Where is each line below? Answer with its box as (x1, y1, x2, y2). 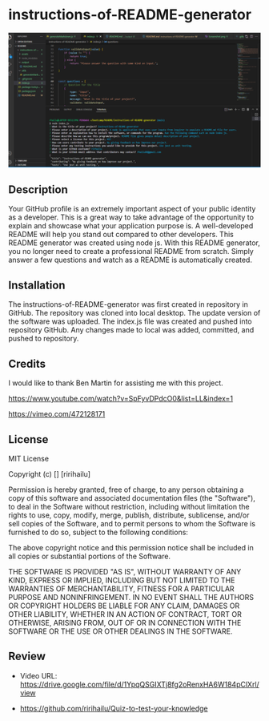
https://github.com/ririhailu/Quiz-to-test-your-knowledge (19, 703, 208, 713)
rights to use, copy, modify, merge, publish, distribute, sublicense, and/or (8, 510, 250, 520)
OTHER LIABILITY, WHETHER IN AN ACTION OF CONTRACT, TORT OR (8, 609, 242, 618)
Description (8, 183, 68, 197)
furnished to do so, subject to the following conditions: (8, 527, 188, 537)
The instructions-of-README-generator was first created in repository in (8, 300, 248, 309)
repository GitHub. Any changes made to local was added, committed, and (8, 325, 255, 335)
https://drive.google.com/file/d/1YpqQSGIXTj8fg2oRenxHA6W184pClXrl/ (19, 679, 260, 689)
